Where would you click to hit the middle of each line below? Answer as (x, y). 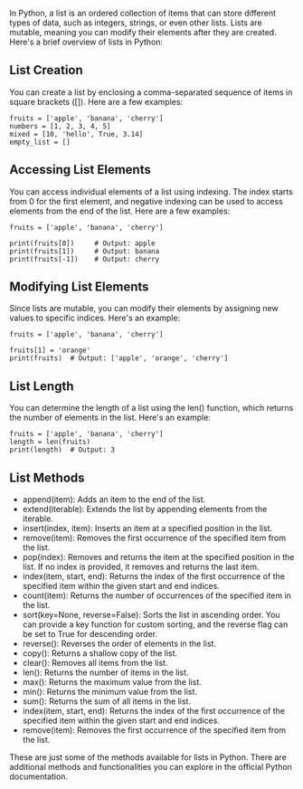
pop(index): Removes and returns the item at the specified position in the (158, 557)
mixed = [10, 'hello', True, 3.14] (76, 134)
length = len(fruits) (50, 442)
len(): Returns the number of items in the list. (105, 672)
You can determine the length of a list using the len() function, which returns (151, 408)
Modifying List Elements (79, 287)
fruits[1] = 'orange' (50, 351)
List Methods (47, 477)
